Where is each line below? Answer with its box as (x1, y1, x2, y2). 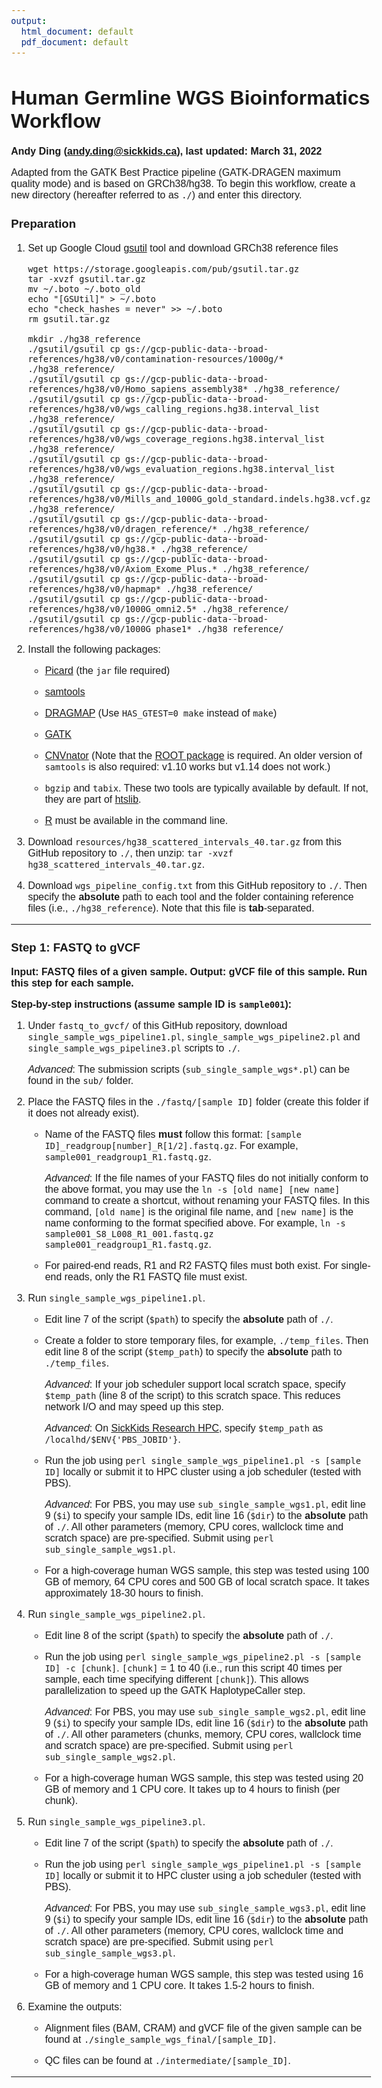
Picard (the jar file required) (44, 665, 171, 677)
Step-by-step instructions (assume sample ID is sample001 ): (11, 999, 292, 1010)
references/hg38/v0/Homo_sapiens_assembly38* (27, 384, 249, 395)
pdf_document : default (21, 36, 130, 48)
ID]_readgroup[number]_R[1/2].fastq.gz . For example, (44, 1140, 299, 1151)
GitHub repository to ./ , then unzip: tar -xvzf (27, 847, 234, 859)
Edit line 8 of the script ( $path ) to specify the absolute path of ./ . (44, 1630, 334, 1641)
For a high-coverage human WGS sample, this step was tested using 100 (44, 1565, 370, 1576)
